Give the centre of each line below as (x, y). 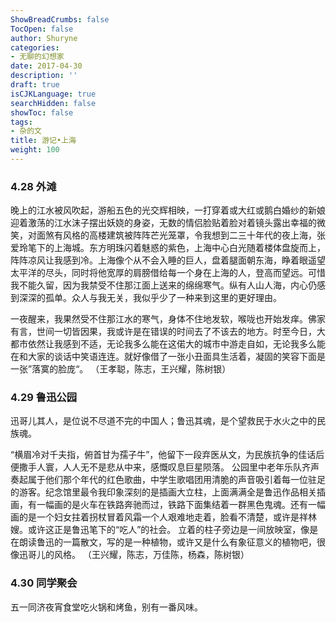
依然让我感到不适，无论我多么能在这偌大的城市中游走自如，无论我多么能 (176, 344)
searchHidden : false (53, 103)
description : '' (44, 76)
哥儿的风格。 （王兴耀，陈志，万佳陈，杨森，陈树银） (138, 555)
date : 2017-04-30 (46, 66)
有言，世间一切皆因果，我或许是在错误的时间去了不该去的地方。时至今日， (163, 332)
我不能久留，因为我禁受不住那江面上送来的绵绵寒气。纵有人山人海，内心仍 (163, 285)
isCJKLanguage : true (53, 94)
